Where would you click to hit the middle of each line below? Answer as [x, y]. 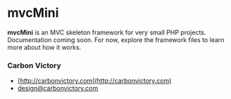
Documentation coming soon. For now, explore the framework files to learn [116, 39]
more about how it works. [44, 47]
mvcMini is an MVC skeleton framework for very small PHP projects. [107, 32]
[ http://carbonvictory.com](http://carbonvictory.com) [94, 81]
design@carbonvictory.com [58, 88]
